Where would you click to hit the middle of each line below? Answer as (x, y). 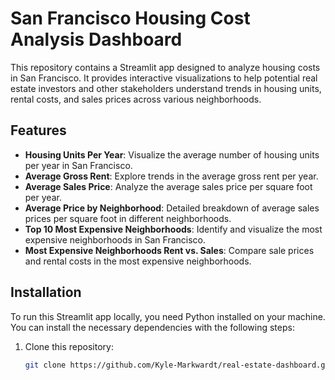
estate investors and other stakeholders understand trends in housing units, (166, 88)
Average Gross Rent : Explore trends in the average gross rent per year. (171, 176)
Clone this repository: (69, 346)
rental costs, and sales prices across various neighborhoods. (136, 99)
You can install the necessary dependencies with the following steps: (152, 327)
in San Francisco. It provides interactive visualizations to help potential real (164, 78)
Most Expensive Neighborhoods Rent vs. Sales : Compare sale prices (169, 250)
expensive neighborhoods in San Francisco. (115, 239)
